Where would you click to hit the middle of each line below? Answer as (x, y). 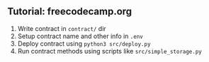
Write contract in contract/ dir (62, 28)
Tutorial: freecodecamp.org (70, 12)
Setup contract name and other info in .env (80, 36)
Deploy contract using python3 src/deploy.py (84, 43)
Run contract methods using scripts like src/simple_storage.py (109, 51)
